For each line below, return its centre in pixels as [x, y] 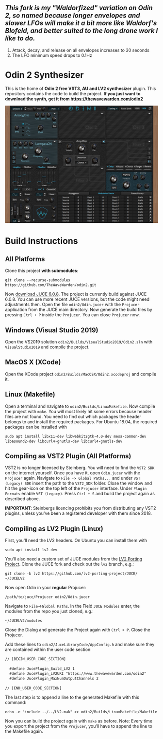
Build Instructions [42, 241]
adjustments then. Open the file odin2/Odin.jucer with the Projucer [72, 305]
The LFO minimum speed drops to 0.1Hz [52, 55]
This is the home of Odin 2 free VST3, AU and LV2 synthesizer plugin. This [81, 88]
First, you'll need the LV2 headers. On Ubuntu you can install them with [76, 541]
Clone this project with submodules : [42, 271]
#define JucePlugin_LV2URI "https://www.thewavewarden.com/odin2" [78, 674]
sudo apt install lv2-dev [31, 550]
